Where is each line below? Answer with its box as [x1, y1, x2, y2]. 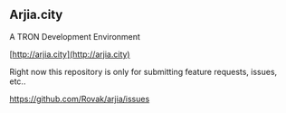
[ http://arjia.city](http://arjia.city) [9, 49, 130, 60]
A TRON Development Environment [9, 31, 140, 42]
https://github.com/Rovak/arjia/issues [9, 93, 150, 104]
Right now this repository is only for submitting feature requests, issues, [9, 66, 278, 77]
